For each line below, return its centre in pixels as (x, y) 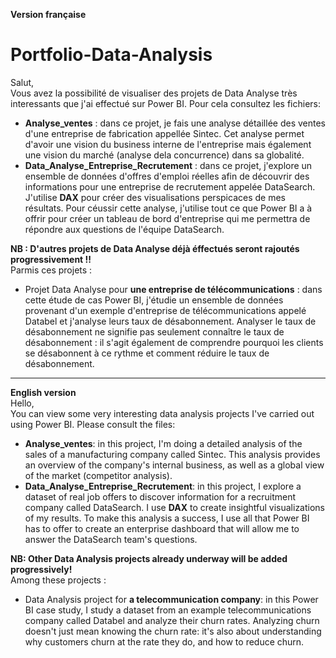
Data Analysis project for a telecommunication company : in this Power (171, 599)
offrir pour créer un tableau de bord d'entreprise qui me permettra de (167, 218)
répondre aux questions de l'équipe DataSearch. (124, 229)
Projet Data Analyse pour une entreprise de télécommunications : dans (173, 289)
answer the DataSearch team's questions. (111, 539)
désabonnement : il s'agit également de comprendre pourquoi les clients (174, 342)
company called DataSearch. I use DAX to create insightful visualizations (175, 507)
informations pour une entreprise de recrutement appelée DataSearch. (170, 186)
